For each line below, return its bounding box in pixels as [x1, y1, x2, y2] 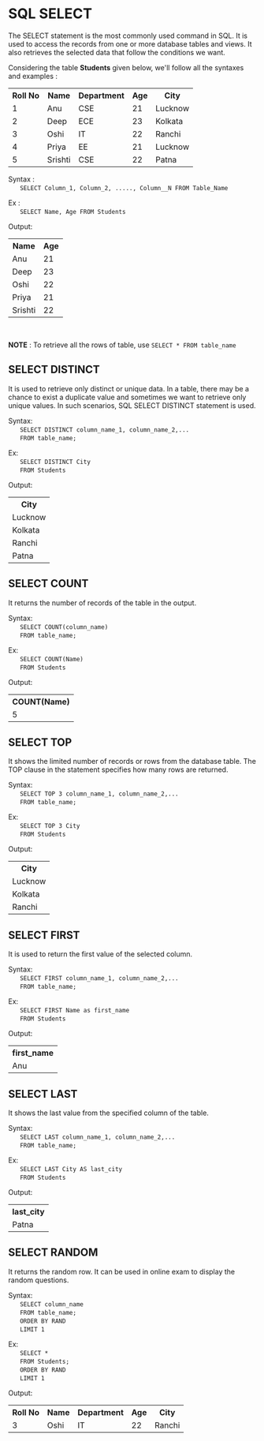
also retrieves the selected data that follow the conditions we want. [8, 47, 226, 57]
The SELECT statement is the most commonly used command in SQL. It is [8, 31, 248, 40]
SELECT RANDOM [8, 1246, 99, 1259]
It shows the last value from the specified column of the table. [8, 1108, 209, 1117]
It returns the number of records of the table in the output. [8, 597, 197, 608]
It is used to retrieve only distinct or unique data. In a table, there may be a [8, 384, 250, 393]
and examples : [8, 71, 58, 80]
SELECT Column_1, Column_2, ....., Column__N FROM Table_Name [19, 184, 229, 192]
